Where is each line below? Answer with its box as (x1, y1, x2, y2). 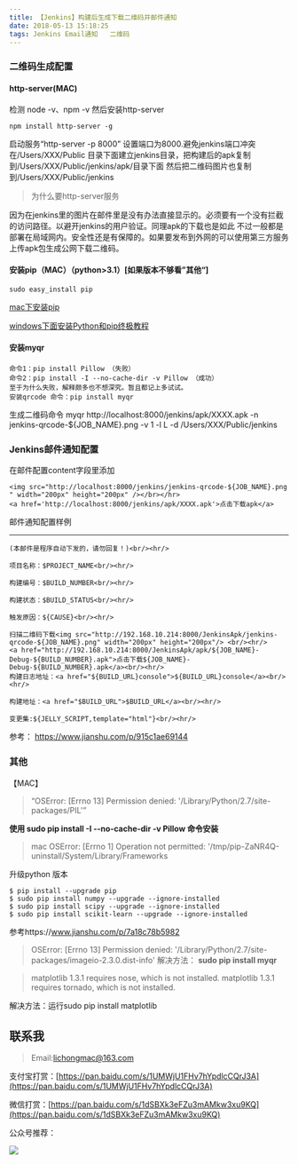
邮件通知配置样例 (9, 517, 72, 527)
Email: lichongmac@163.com (30, 1053, 135, 1064)
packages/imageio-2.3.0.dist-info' (30, 954, 155, 965)
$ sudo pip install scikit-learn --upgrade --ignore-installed (9, 909, 248, 919)
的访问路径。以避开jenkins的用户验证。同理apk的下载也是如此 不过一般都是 (9, 220, 284, 231)
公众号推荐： (9, 1128, 56, 1138)
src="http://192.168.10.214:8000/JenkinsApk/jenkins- (74, 630, 278, 639)
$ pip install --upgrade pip (9, 886, 117, 895)
